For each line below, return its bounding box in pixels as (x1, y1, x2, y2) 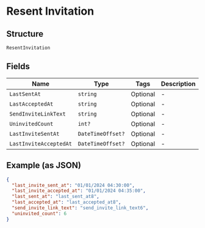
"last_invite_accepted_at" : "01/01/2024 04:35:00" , (12, 188, 146, 194)
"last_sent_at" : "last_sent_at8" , (12, 194, 99, 200)
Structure (6, 29, 44, 39)
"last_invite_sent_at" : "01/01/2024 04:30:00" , (12, 182, 135, 188)
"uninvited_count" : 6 (12, 210, 67, 216)
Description (160, 79, 196, 88)
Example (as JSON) (6, 160, 81, 171)
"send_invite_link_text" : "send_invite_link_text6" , (12, 205, 149, 211)
